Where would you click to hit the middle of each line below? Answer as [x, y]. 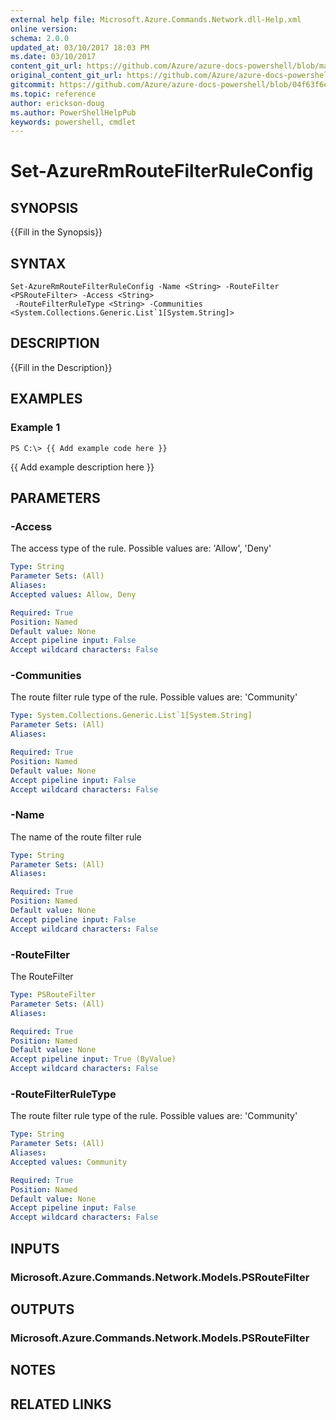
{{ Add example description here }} [82, 467]
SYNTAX [38, 263]
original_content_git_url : [66, 76]
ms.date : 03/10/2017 [53, 57]
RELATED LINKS [61, 1404]
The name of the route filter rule [76, 837]
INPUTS [35, 1248]
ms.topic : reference [53, 94]
